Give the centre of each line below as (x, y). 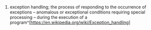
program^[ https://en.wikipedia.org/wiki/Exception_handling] (70, 22)
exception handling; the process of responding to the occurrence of (78, 7)
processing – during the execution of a (48, 17)
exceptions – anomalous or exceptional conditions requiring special (77, 12)
